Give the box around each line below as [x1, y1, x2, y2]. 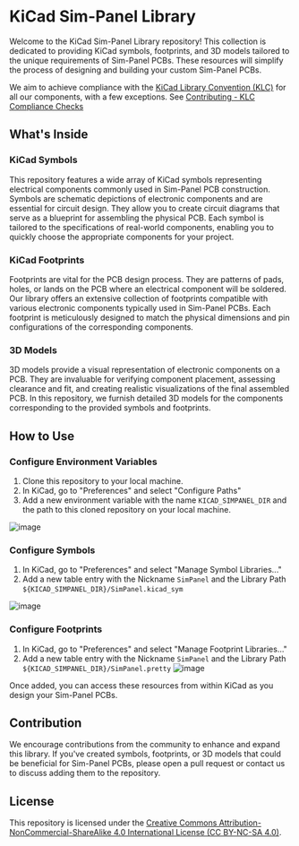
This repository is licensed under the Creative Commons [9, 817, 218, 828]
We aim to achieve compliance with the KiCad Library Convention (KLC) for [9, 82, 286, 92]
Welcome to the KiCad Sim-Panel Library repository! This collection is [9, 36, 267, 47]
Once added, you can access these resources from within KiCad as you [9, 679, 274, 691]
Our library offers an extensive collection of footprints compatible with [9, 293, 269, 304]
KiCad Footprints [9, 254, 85, 266]
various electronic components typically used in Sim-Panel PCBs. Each [9, 302, 271, 313]
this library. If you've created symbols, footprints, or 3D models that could [9, 748, 282, 759]
